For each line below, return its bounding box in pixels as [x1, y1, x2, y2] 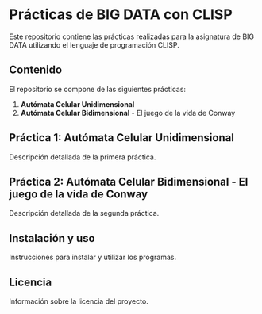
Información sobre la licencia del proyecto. [9, 297, 149, 306]
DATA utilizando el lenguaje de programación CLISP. [9, 40, 179, 49]
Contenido [9, 63, 63, 77]
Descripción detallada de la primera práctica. [9, 152, 156, 162]
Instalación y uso [9, 232, 95, 245]
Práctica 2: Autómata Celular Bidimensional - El [9, 174, 249, 188]
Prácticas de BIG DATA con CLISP [9, 6, 233, 24]
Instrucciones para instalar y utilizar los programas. [9, 252, 177, 262]
